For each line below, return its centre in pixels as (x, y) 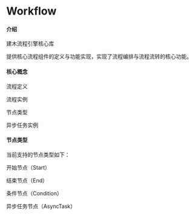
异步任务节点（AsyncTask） (41, 206)
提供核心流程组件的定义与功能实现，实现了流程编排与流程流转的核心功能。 (99, 56)
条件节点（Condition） (34, 193)
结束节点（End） (27, 180)
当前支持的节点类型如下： (38, 154)
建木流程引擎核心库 (30, 44)
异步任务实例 (22, 125)
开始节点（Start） (28, 167)
